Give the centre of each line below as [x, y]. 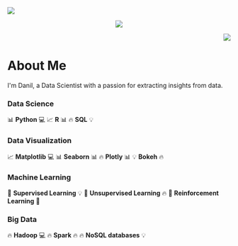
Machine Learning [39, 177]
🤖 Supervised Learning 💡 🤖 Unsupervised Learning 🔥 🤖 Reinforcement [113, 193]
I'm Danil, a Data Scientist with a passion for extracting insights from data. [115, 85]
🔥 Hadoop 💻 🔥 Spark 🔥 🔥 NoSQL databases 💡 [77, 235]
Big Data [22, 219]
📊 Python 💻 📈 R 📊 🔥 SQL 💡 [51, 120]
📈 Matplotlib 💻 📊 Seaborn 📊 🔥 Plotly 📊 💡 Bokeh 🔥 [86, 157]
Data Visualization [40, 140]
